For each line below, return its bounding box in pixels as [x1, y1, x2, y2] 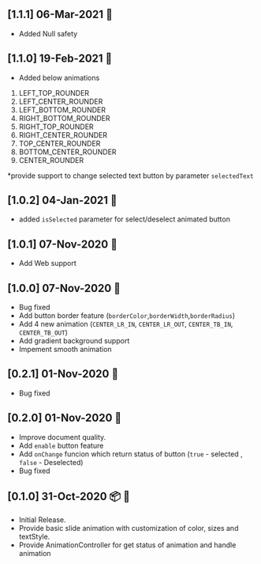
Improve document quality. [18, 432, 106, 441]
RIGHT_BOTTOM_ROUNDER [18, 113, 111, 123]
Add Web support [18, 259, 76, 268]
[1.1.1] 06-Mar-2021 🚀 [7, 8, 114, 21]
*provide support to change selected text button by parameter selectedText [7, 171, 254, 180]
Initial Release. [18, 515, 66, 524]
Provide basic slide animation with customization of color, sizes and [18, 523, 239, 532]
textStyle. [18, 532, 50, 541]
